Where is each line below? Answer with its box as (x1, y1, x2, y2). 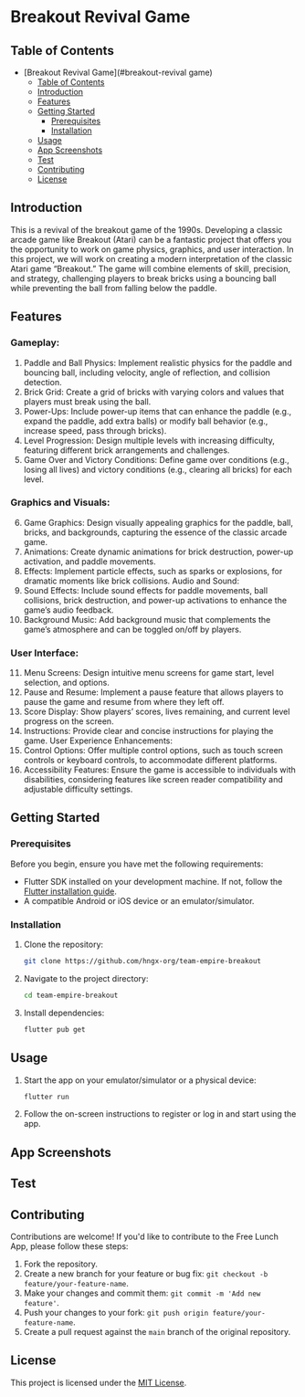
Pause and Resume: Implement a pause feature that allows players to (23, 687, 284, 698)
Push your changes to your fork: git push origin (23, 1307, 209, 1318)
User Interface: (10, 646, 79, 659)
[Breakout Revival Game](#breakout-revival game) (23, 67, 213, 78)
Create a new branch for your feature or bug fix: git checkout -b (23, 1267, 268, 1279)
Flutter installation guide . (23, 886, 117, 897)
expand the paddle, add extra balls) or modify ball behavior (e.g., (23, 415, 268, 426)
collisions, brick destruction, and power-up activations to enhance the (23, 594, 287, 605)
